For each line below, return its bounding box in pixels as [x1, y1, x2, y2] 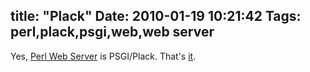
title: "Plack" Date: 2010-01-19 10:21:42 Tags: [10, 8, 302, 25]
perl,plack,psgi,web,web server [10, 24, 215, 41]
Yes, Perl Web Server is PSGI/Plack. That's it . [10, 50, 197, 62]
